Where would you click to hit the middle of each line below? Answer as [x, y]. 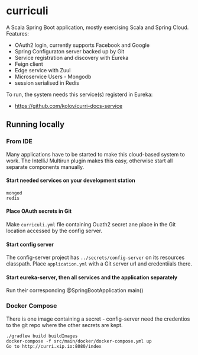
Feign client [29, 64]
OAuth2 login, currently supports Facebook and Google [82, 45]
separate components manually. [45, 167]
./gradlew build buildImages [42, 336]
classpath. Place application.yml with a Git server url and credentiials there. [99, 264]
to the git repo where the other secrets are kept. [64, 325]
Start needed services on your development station [71, 180]
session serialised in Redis [47, 83]
